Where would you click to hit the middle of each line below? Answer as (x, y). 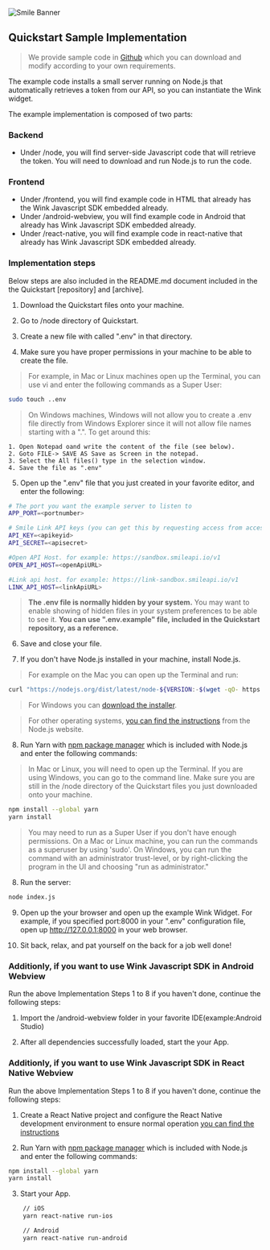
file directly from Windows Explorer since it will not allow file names (139, 423)
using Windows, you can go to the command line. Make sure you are (141, 778)
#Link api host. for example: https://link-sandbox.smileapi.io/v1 (124, 579)
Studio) (32, 1027)
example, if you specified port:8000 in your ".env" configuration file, (133, 921)
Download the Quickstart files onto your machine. (102, 305)
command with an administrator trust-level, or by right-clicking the (138, 858)
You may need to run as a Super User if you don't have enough (132, 833)
